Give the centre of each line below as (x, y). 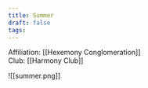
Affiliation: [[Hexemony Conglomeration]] (74, 53)
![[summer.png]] (34, 76)
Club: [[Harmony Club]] (46, 60)
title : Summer (31, 15)
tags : (17, 30)
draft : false (29, 23)
